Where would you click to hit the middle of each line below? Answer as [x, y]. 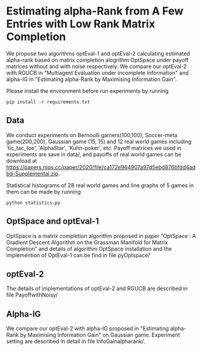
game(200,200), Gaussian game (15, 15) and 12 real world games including [99, 141]
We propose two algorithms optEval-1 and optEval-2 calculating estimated [98, 53]
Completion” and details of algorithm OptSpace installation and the [89, 248]
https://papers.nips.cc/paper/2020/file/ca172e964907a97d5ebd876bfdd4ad [101, 167]
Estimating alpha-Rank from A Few [95, 11]
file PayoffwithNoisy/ [32, 295]
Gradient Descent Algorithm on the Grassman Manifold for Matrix [87, 242]
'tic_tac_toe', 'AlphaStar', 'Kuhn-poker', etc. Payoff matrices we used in [94, 148]
